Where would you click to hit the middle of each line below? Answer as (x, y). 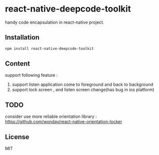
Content (18, 64)
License (17, 137)
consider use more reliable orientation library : (51, 116)
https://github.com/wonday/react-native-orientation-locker (64, 122)
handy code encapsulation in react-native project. (55, 22)
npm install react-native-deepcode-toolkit (50, 49)
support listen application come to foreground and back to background (83, 85)
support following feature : (31, 75)
